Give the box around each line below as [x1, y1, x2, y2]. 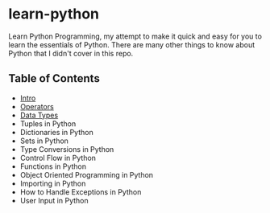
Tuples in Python [19, 118, 77, 129]
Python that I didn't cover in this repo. [8, 48, 134, 58]
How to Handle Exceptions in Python [19, 186, 142, 197]
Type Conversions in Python [19, 144, 114, 154]
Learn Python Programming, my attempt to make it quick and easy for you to [8, 31, 262, 41]
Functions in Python [19, 162, 87, 171]
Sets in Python [19, 136, 69, 145]
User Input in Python [19, 195, 89, 205]
